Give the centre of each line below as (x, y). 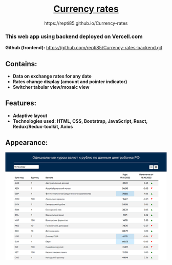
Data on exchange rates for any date (52, 76)
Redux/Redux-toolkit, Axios (43, 126)
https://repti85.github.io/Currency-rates (86, 23)
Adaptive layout (30, 116)
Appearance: (27, 143)
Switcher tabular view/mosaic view (51, 87)
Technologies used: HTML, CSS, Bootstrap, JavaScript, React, (80, 121)
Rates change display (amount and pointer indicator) (70, 82)
